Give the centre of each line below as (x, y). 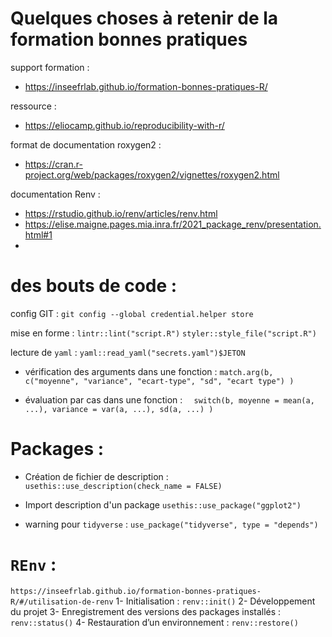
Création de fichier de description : (96, 476)
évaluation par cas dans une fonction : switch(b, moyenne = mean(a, (169, 399)
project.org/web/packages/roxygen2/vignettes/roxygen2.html (152, 174)
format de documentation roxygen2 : (86, 144)
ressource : (33, 106)
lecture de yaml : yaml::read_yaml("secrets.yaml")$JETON (128, 352)
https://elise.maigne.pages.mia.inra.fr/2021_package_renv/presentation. (173, 224)
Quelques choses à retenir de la (144, 18)
